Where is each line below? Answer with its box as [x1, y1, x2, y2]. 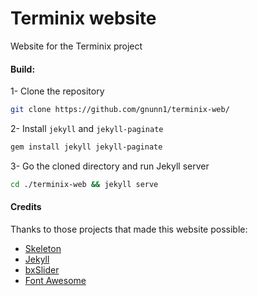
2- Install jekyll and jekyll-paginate [10, 123, 164, 135]
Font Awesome [24, 274, 87, 286]
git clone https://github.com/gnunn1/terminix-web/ [10, 105, 230, 115]
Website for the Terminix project [10, 40, 143, 52]
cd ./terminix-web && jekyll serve [10, 179, 159, 189]
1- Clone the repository [10, 85, 105, 97]
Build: [10, 63, 36, 75]
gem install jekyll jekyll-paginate [10, 142, 163, 152]
